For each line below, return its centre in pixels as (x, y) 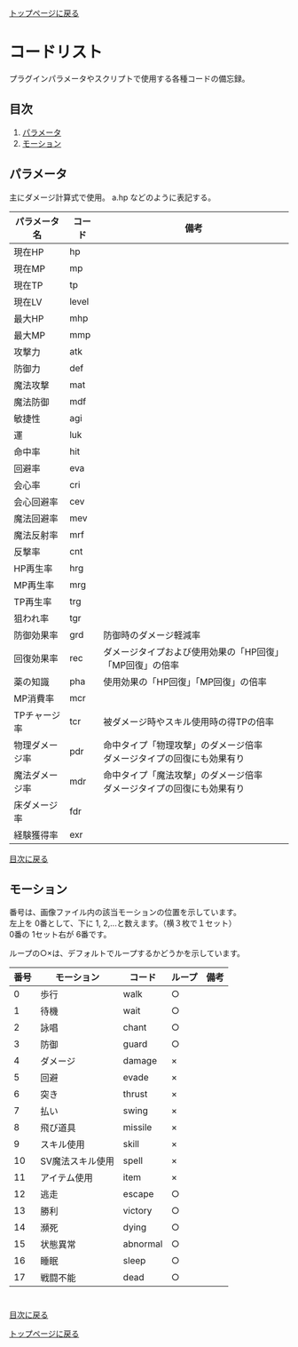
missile (137, 1128)
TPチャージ (37, 715)
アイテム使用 (67, 1178)
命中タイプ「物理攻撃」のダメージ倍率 (183, 745)
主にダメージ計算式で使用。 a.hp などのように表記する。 (112, 197)
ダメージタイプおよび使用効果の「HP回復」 (193, 651)
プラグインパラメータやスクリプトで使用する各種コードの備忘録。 (129, 78)
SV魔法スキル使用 (78, 1161)
